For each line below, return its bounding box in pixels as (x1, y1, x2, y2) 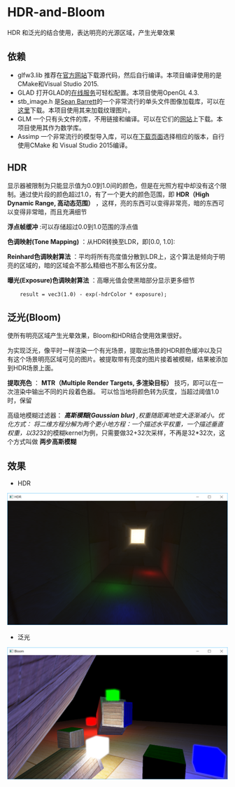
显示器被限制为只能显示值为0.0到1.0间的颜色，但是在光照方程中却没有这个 (7, 181, 221, 189)
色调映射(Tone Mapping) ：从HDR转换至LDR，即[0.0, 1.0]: (7, 237, 176, 245)
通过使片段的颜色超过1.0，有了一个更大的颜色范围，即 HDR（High (19, 190, 210, 199)
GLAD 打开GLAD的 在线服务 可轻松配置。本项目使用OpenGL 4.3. (17, 88, 199, 97)
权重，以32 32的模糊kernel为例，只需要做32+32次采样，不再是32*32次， (7, 429, 220, 437)
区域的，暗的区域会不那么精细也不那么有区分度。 (19, 261, 161, 269)
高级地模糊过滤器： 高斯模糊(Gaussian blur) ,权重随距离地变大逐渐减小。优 (7, 411, 225, 419)
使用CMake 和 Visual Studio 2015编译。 (17, 141, 131, 149)
